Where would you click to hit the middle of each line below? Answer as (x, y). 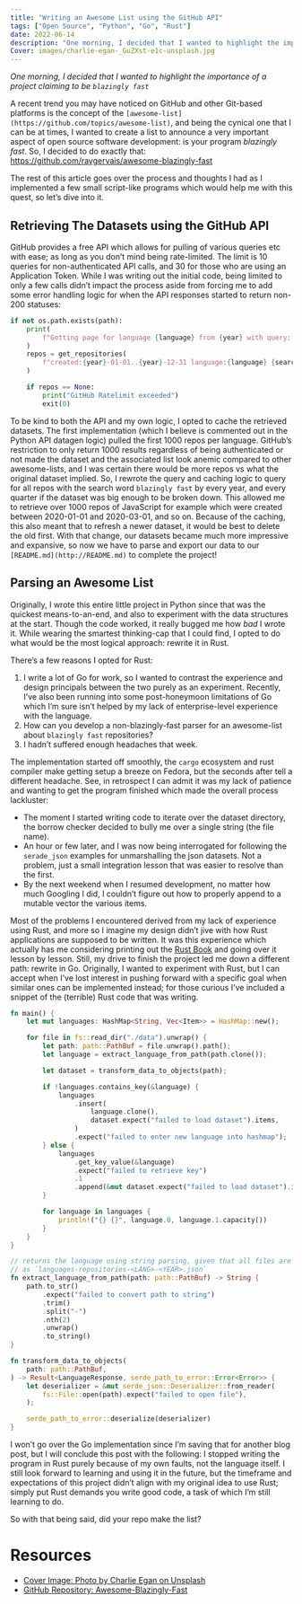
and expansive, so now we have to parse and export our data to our (135, 545)
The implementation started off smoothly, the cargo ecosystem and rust (142, 762)
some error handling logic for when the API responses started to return (141, 295)
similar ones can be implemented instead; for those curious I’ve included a (147, 987)
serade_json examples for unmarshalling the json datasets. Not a (142, 855)
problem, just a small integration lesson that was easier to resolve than (153, 865)
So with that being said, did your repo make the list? (106, 1519)
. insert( (90, 1104)
